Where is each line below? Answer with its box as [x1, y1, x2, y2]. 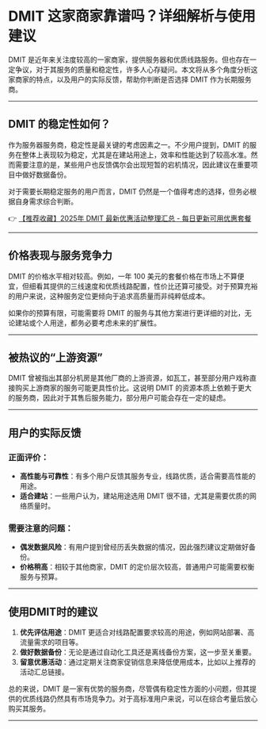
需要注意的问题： [8, 523, 74, 534]
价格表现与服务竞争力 [8, 249, 112, 263]
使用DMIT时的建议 [8, 604, 98, 619]
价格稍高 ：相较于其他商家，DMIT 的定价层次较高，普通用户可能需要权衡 [19, 562, 255, 572]
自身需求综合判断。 [14, 196, 78, 206]
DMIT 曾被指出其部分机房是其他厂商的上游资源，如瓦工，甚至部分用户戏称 [8, 374, 250, 383]
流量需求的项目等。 [19, 638, 83, 647]
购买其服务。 [8, 704, 50, 714]
